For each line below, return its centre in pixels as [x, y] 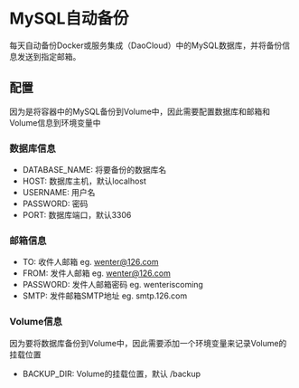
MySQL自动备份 [69, 19]
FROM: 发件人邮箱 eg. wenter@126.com [97, 273]
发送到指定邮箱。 [49, 56]
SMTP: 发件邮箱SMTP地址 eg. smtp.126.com [105, 296]
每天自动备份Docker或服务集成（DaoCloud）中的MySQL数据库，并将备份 [146, 45]
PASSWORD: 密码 [55, 203]
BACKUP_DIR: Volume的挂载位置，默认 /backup [112, 374]
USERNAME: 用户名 [59, 193]
